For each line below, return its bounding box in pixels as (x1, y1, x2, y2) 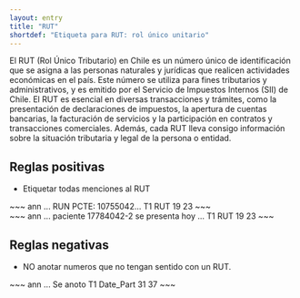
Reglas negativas (9, 237, 109, 252)
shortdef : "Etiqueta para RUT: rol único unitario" (9, 30, 209, 39)
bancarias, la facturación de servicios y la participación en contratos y (9, 113, 273, 124)
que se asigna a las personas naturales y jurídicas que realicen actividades (9, 65, 290, 76)
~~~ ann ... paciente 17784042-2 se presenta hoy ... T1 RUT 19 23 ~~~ (9, 211, 275, 221)
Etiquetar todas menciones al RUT (22, 183, 151, 194)
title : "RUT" (9, 22, 59, 31)
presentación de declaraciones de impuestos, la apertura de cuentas (9, 104, 267, 115)
